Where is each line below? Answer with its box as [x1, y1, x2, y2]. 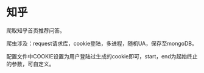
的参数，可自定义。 [6, 60, 55, 68]
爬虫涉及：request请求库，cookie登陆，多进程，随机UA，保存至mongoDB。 [6, 40, 198, 47]
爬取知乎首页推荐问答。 [6, 27, 65, 34]
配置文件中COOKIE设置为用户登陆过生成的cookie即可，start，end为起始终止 [6, 52, 198, 60]
